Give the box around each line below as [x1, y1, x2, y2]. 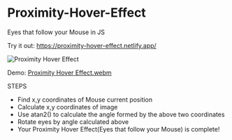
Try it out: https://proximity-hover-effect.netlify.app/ [7, 41, 157, 49]
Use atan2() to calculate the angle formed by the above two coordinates [17, 110, 225, 118]
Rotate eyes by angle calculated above [17, 117, 129, 126]
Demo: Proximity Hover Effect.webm [7, 68, 112, 77]
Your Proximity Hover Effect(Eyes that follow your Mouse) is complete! [17, 125, 220, 133]
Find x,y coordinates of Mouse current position [17, 95, 153, 104]
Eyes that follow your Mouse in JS [7, 28, 106, 36]
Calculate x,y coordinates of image [17, 102, 118, 111]
